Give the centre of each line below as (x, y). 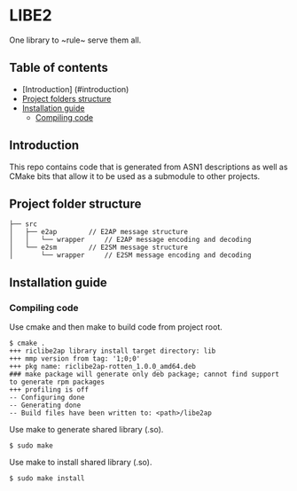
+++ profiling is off (49, 390)
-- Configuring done (47, 398)
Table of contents (59, 68)
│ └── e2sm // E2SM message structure (99, 248)
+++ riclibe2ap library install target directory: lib (113, 351)
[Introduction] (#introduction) (75, 89)
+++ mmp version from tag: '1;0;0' (75, 359)
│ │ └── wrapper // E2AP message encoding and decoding (130, 240)
